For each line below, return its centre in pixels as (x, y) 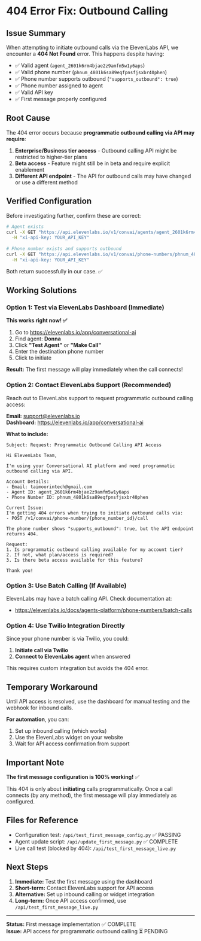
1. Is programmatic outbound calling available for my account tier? (95, 549)
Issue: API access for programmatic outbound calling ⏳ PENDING (87, 931)
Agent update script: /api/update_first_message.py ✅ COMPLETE (96, 841)
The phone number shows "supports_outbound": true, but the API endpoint (100, 529)
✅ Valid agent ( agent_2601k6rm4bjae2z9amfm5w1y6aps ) (80, 65)
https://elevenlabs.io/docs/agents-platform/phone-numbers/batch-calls (103, 610)
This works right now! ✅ (37, 321)
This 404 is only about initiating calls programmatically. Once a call (89, 788)
